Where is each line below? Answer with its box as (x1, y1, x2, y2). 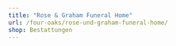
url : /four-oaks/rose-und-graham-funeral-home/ (8, 19, 169, 27)
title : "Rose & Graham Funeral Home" (8, 11, 133, 19)
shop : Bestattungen (8, 26, 73, 34)
